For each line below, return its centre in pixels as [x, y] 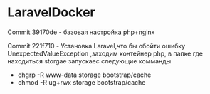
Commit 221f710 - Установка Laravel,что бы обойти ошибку [96, 46]
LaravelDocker [51, 12]
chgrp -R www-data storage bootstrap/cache [84, 75]
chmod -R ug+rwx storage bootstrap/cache [82, 82]
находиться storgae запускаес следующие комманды [89, 61]
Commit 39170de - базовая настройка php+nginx [81, 32]
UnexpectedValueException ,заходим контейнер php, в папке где [105, 53]
